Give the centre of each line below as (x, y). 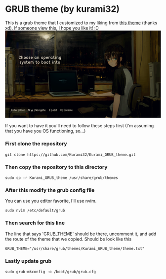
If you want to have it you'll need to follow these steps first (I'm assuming (80, 126)
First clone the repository (36, 144)
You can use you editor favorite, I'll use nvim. (51, 201)
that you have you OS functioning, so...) (45, 131)
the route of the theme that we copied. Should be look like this (68, 239)
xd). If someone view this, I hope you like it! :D (52, 28)
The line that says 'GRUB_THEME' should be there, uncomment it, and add (81, 234)
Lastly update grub (28, 261)
